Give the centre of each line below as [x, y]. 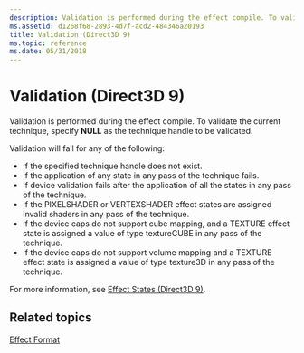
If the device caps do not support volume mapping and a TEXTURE [147, 253]
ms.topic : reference [48, 43]
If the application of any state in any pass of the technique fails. [141, 176]
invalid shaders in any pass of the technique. [106, 215]
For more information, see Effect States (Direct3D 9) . [108, 290]
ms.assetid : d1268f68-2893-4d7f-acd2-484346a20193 [107, 26]
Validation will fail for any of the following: [87, 148]
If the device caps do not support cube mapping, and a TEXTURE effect [156, 224]
